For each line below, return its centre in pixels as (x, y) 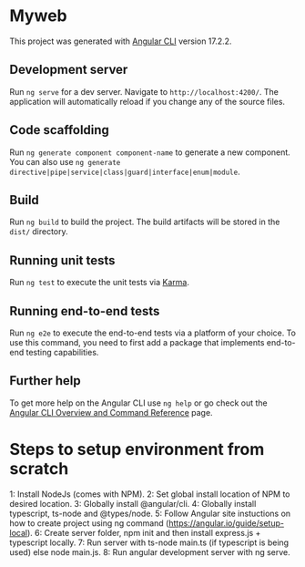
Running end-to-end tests (85, 311)
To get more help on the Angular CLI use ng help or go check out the (138, 403)
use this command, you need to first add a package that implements (137, 342)
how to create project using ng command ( (89, 523)
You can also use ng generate (65, 161)
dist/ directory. (39, 232)
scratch (39, 469)
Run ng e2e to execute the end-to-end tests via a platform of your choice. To (153, 333)
